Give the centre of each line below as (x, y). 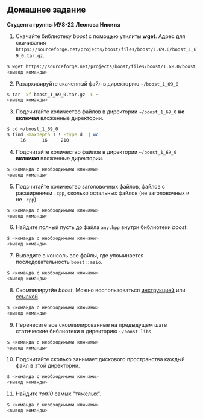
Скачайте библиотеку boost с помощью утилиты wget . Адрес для (100, 36)
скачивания (31, 42)
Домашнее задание (46, 10)
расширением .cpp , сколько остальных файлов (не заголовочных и (102, 193)
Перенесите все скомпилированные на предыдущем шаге (91, 324)
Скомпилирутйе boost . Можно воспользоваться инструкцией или (100, 290)
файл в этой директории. (48, 366)
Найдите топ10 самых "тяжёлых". (58, 394)
